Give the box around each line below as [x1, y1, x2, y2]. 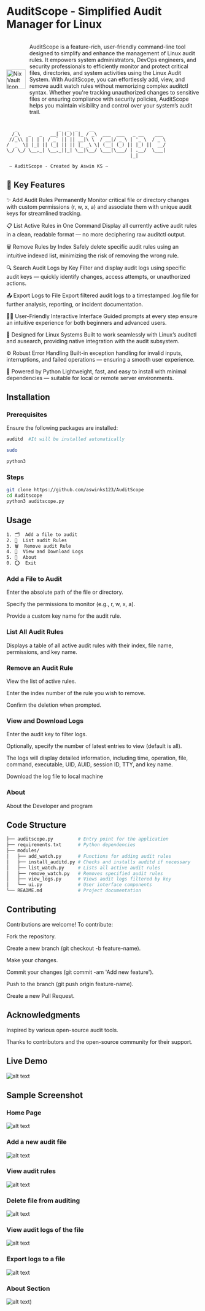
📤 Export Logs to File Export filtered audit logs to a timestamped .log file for [6, 292, 199, 299]
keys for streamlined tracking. [6, 209, 82, 217]
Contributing [6, 904, 56, 915]
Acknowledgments [6, 1010, 81, 1021]
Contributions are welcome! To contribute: [6, 920, 114, 928]
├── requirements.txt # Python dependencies [6, 842, 136, 848]
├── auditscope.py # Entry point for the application [6, 836, 169, 842]
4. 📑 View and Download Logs [6, 548, 84, 555]
